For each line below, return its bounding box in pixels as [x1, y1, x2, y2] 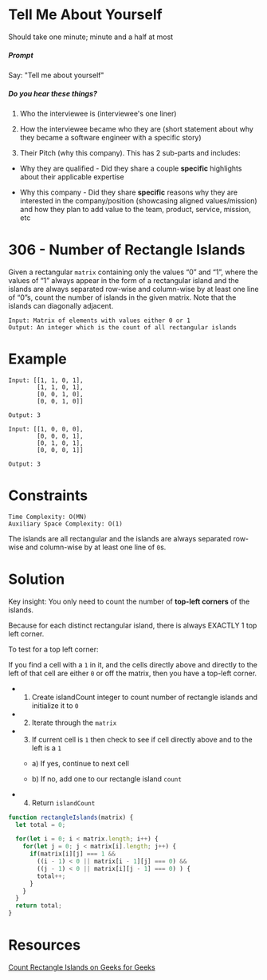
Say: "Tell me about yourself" [8, 70, 104, 80]
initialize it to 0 [31, 700, 79, 710]
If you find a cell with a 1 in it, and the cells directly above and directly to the [8, 659, 257, 669]
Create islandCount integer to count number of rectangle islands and [31, 692, 257, 702]
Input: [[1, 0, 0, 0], [8, 425, 84, 433]
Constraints [8, 486, 88, 504]
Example [8, 350, 67, 368]
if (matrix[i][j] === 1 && [29, 850, 116, 858]
